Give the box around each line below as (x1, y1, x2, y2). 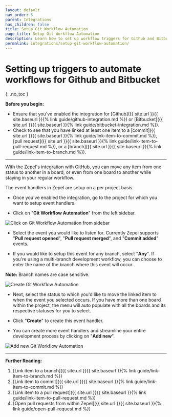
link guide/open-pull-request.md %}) (12, 406, 91, 412)
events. (12, 241, 29, 247)
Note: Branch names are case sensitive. (5, 271, 90, 277)
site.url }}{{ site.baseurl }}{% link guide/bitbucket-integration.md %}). (12, 122, 160, 128)
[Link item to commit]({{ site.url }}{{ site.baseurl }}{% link (12, 378, 134, 385)
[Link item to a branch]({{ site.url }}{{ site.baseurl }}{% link (12, 367, 137, 373)
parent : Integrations (5, 17, 52, 22)
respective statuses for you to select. (12, 307, 91, 313)
